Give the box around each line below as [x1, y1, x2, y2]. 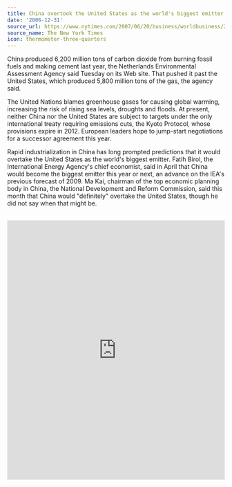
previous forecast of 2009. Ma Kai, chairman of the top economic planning [7, 177, 220, 185]
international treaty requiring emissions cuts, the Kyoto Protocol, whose [7, 120, 211, 128]
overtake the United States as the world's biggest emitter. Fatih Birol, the [7, 155, 213, 163]
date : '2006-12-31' [7, 17, 64, 24]
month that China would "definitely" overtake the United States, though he [7, 192, 219, 201]
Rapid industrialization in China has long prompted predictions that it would [7, 148, 221, 156]
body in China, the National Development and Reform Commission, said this [7, 185, 223, 193]
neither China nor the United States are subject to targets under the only [7, 112, 213, 121]
